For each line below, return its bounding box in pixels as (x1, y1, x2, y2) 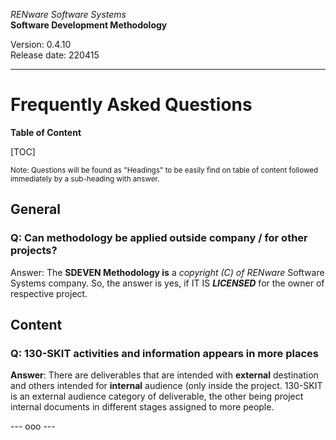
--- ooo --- (10, 420, 56, 433)
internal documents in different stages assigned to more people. (10, 401, 275, 413)
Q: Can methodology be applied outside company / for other (10, 231, 308, 245)
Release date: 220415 (10, 49, 100, 61)
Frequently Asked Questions (10, 94, 253, 116)
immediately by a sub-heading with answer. (10, 174, 160, 184)
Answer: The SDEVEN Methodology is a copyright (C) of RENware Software (10, 266, 325, 278)
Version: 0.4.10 (10, 39, 72, 50)
